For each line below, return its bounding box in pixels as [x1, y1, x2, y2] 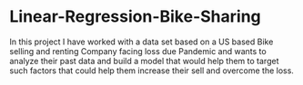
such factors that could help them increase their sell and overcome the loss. [9, 65, 294, 76]
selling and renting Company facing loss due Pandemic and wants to [9, 45, 267, 56]
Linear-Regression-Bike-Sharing [9, 6, 261, 27]
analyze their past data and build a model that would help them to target [9, 55, 279, 66]
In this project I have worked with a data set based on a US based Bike [9, 36, 274, 47]
